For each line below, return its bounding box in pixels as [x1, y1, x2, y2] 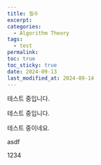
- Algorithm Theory [13, 29, 70, 37]
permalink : [7, 49, 39, 56]
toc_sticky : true [7, 62, 57, 69]
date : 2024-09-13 [7, 68, 57, 75]
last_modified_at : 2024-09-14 [7, 74, 95, 82]
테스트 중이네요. [7, 124, 50, 132]
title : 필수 [7, 10, 39, 17]
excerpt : [7, 17, 33, 24]
